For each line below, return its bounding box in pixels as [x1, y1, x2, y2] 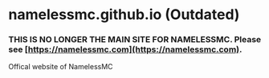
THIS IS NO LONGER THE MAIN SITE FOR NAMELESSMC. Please [8, 34, 262, 45]
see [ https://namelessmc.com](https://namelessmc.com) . [8, 44, 243, 55]
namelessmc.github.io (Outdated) [8, 6, 240, 24]
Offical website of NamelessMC [8, 62, 114, 72]
